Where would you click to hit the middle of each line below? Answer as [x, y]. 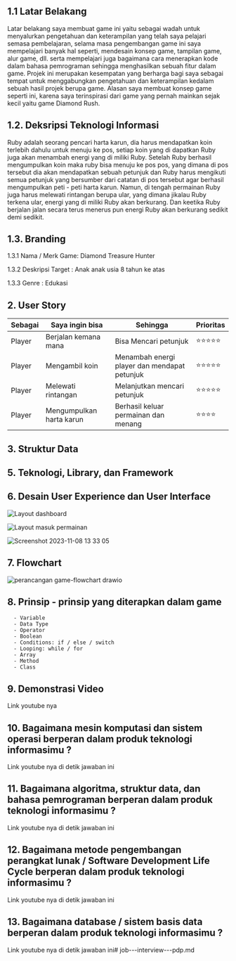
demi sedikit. [26, 217]
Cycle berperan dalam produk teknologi [96, 872]
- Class [25, 667]
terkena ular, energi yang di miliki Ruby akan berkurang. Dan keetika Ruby [114, 202]
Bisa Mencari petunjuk [152, 342]
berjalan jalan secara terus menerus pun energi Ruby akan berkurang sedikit [118, 209]
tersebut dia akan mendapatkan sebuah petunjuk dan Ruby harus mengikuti [117, 172]
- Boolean [28, 637]
